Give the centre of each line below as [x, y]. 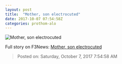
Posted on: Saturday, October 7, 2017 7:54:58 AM [67, 57]
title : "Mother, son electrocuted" [43, 14]
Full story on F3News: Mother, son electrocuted [54, 47]
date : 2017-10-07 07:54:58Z [34, 19]
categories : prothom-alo [31, 23]
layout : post [19, 10]
